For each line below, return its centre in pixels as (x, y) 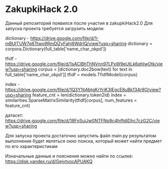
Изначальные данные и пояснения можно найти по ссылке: (69, 156)
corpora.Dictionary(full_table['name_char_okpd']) (56, 49)
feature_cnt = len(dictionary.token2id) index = (79, 95)
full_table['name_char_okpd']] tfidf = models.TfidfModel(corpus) (71, 74)
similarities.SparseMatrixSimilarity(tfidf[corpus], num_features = (71, 100)
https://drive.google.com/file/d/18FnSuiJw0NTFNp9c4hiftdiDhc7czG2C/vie (82, 120)
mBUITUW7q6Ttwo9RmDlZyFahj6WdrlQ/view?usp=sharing (66, 43)
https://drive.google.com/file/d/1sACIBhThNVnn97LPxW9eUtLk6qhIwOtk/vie (84, 64)
